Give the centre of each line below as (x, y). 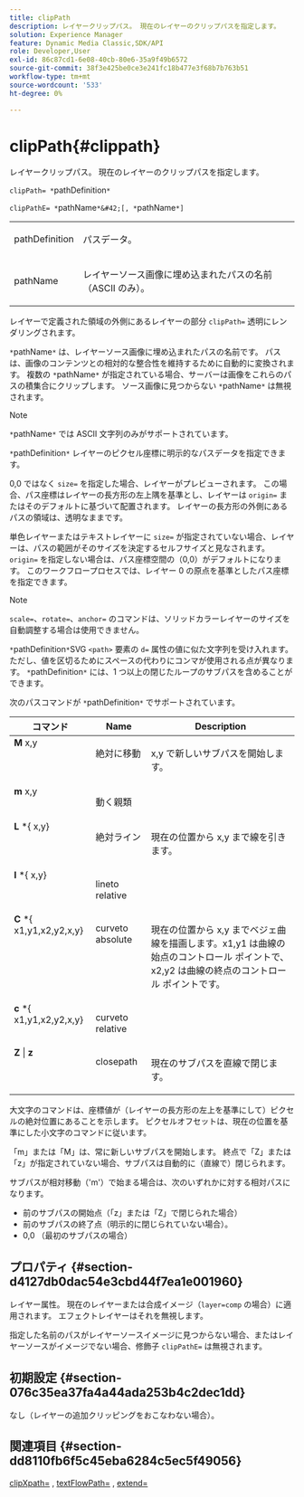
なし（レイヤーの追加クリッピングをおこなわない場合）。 (114, 1416)
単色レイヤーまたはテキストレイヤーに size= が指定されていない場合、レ (144, 537)
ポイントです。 (194, 984)
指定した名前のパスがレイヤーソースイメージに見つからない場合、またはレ (148, 1335)
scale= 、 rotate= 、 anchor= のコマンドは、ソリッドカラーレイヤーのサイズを (150, 619)
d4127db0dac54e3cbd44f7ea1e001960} (126, 1281)
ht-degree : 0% (36, 93)
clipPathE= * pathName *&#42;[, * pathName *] (97, 208)
